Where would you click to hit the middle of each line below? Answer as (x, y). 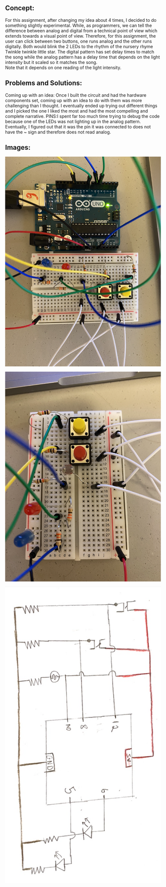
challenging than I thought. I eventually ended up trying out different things (81, 106)
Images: (18, 148)
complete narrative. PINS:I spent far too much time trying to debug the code (83, 116)
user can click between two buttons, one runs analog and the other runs (79, 41)
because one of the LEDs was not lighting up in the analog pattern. (73, 121)
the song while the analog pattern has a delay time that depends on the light (83, 57)
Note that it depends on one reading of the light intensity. (63, 67)
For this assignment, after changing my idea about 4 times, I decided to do (81, 20)
